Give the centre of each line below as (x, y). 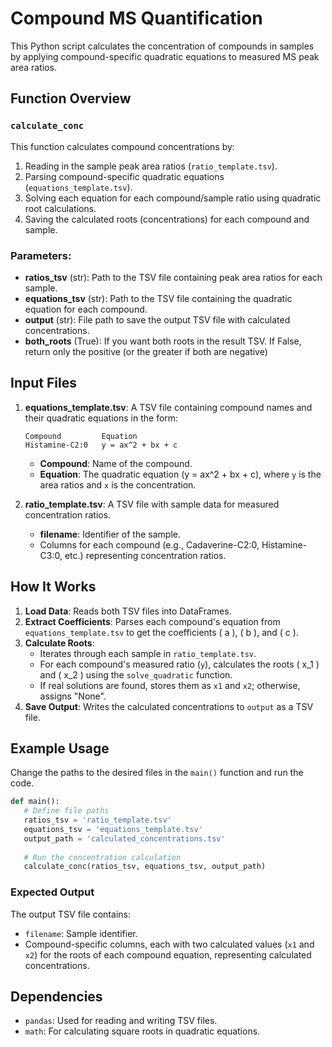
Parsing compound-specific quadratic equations (124, 176)
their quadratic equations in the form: (101, 418)
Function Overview (71, 98)
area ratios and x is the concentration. (118, 484)
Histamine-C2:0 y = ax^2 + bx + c (101, 445)
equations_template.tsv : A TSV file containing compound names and (168, 407)
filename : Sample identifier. (81, 933)
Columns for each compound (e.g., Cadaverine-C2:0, (149, 544)
